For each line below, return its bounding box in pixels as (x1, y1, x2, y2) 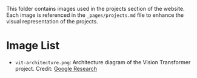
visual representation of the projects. (6, 18, 98, 25)
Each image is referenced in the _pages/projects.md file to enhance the (6, 11, 184, 19)
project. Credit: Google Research (15, 65, 97, 72)
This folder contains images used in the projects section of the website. (6, 5, 185, 12)
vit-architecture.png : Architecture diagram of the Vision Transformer (15, 58, 191, 65)
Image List (6, 39, 60, 53)
